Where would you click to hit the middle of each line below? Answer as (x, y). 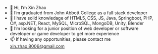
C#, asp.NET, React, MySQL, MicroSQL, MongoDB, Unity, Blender (77, 23)
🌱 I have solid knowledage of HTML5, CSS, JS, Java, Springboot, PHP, (81, 18)
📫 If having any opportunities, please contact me (60, 39)
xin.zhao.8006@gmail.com (37, 46)
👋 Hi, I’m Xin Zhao (28, 8)
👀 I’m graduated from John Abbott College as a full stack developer (79, 13)
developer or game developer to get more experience (64, 34)
